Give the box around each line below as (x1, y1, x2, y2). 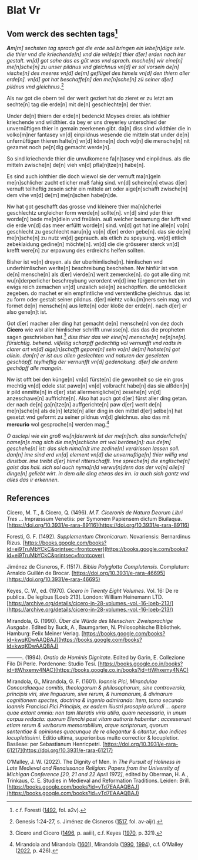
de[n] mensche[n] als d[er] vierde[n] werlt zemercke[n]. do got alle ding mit (6, 271, 190, 278)
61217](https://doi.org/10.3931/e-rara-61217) (6, 747, 113, 754)
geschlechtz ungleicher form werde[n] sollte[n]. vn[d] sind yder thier (6, 209, 173, 216)
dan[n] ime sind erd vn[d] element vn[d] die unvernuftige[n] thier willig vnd (6, 451, 188, 458)
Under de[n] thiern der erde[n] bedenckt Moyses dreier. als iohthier (6, 112, 170, 119)
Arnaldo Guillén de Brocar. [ (6, 569, 74, 576)
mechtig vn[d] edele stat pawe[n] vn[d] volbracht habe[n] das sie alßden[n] (6, 382, 190, 389)
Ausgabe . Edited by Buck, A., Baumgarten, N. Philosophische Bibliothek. (6, 623, 182, 631)
